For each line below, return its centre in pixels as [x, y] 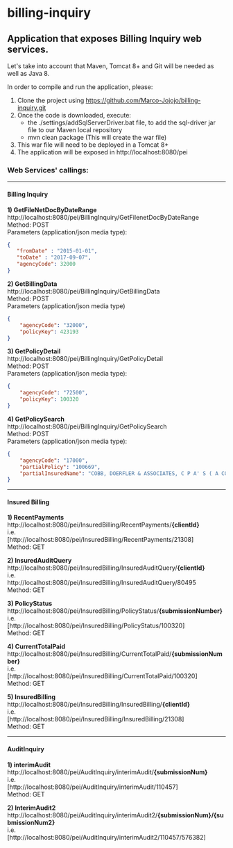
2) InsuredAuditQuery [40, 561]
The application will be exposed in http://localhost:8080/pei [103, 152]
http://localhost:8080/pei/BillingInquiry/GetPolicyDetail [85, 359]
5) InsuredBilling [32, 697]
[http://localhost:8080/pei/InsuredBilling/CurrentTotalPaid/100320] [102, 676]
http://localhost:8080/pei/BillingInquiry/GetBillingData [84, 291]
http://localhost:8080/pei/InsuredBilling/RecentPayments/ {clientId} [103, 525]
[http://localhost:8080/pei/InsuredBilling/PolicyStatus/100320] [96, 626]
